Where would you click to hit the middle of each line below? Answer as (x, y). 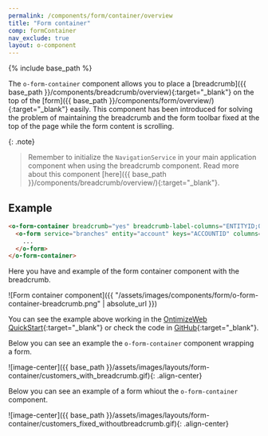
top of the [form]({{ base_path (58, 101)
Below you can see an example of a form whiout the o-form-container (123, 391)
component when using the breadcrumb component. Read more (133, 166)
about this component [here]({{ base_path (97, 174)
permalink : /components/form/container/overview (91, 16)
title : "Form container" (49, 23)
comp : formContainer (43, 30)
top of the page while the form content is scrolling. (91, 126)
